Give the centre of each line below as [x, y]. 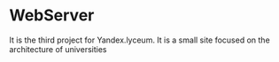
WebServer [52, 15]
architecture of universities [58, 49]
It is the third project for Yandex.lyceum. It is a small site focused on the [139, 40]
